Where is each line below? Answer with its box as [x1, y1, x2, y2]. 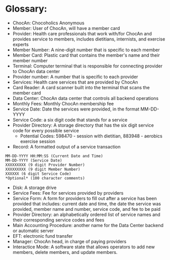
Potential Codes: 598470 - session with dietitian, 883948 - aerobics [20, 133, 162, 139]
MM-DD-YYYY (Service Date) [5, 158, 62, 163]
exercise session [20, 138, 56, 144]
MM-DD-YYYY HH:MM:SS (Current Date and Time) [5, 153, 103, 159]
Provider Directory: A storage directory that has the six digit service [12, 122, 154, 128]
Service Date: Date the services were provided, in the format [12, 106, 140, 112]
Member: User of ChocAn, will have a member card [12, 25, 120, 31]
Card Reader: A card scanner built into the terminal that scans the [12, 84, 150, 90]
